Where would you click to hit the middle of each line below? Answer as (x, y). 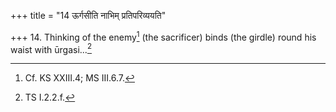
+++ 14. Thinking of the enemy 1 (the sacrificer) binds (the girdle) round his (163, 36)
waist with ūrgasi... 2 (51, 48)
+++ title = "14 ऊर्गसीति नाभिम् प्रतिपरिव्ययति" (88, 15)
